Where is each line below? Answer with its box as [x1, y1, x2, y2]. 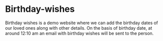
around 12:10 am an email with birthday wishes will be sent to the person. [5, 30, 154, 36]
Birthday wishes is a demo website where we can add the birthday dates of [5, 20, 158, 26]
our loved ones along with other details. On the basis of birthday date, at [5, 25, 152, 31]
